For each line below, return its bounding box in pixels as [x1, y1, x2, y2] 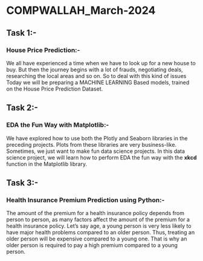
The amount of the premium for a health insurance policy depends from [6, 210, 185, 217]
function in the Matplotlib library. [6, 160, 88, 167]
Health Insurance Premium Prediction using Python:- [6, 196, 165, 204]
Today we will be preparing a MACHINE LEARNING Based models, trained [6, 79, 190, 86]
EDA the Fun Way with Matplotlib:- [6, 121, 109, 129]
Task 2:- [6, 103, 38, 113]
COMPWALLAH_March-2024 [6, 4, 156, 18]
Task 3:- [6, 178, 38, 188]
